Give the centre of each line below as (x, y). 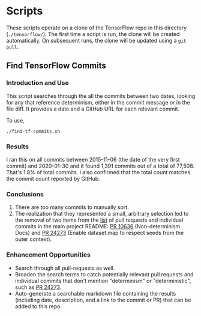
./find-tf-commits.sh (33, 131)
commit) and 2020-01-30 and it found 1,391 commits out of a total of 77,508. (100, 166)
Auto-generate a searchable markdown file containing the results (95, 293)
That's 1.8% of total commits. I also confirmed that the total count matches (98, 172)
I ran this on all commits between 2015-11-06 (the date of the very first (93, 159)
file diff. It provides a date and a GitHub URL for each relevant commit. (93, 109)
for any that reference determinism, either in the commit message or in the (98, 102)
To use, (16, 120)
